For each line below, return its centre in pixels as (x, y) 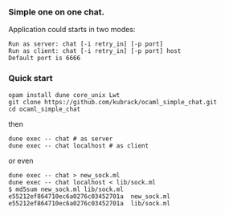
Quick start (31, 79)
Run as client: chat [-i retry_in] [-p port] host (95, 51)
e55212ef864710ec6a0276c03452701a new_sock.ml (90, 196)
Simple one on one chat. (56, 12)
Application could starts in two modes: (72, 30)
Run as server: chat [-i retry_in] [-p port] (86, 44)
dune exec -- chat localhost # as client (79, 146)
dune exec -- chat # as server (61, 139)
